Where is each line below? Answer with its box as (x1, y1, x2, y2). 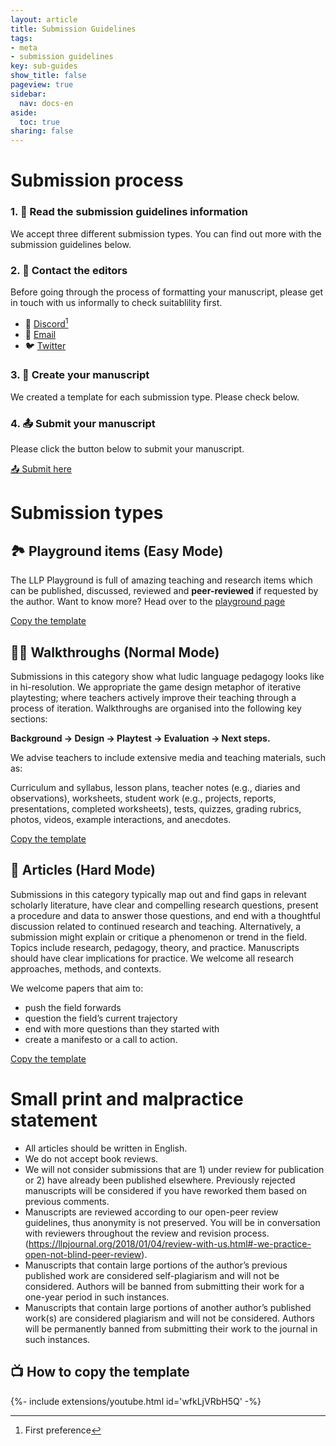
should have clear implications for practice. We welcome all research (10, 952, 295, 964)
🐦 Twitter (24, 339, 67, 351)
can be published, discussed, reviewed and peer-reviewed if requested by (10, 585, 319, 597)
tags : (10, 33, 33, 43)
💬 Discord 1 (24, 316, 69, 330)
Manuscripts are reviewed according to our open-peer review (24, 1206, 279, 1218)
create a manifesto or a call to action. (24, 1033, 178, 1045)
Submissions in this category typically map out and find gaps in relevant (10, 888, 307, 900)
